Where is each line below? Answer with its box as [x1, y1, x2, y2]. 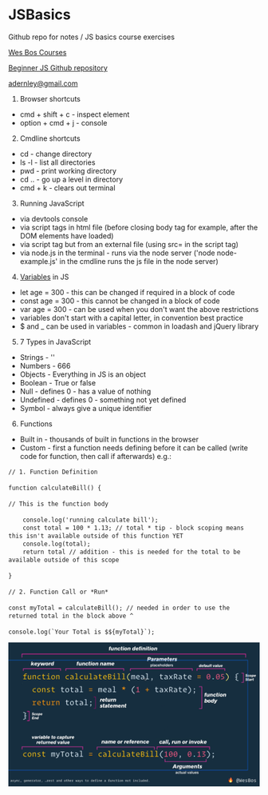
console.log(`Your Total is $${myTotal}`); [8, 628, 156, 636]
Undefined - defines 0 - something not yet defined [19, 394, 187, 405]
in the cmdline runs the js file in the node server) [59, 256, 219, 266]
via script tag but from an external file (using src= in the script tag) [19, 239, 239, 249]
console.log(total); [22, 540, 91, 548]
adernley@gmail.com [8, 78, 78, 88]
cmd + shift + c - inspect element [19, 110, 130, 119]
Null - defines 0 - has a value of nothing [19, 386, 152, 396]
